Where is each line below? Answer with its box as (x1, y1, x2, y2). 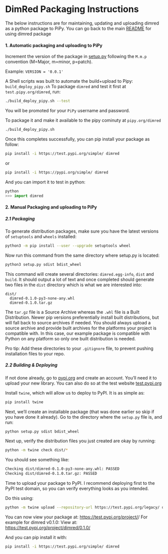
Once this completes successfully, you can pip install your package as (5, 136, 150, 142)
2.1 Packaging (5, 216, 35, 222)
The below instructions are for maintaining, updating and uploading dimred (5, 20, 159, 26)
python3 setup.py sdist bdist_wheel (5, 262, 81, 267)
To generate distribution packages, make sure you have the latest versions (5, 228, 159, 234)
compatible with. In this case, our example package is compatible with (5, 330, 150, 336)
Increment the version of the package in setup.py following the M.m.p (5, 54, 147, 60)
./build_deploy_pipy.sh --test (5, 99, 70, 104)
